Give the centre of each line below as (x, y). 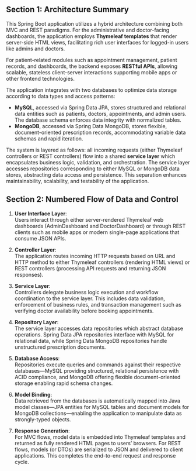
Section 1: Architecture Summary (68, 10)
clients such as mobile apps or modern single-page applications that (97, 232)
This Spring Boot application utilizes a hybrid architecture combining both (94, 23)
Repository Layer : (36, 322)
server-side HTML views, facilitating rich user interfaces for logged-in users (97, 42)
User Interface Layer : (41, 214)
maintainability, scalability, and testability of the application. (78, 181)
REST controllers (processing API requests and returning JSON (90, 268)
